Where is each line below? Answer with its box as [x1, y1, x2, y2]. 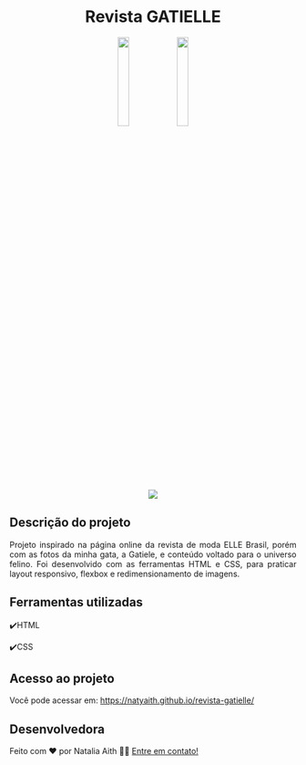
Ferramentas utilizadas [9, 594, 144, 610]
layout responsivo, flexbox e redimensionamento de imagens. [9, 568, 240, 579]
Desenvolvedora [9, 721, 105, 737]
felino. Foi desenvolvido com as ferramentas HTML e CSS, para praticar [9, 558, 297, 569]
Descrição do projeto [9, 515, 131, 531]
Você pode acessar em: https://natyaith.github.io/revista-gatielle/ [9, 695, 255, 706]
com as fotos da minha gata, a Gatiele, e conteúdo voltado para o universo [9, 549, 297, 560]
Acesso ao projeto [9, 670, 116, 686]
